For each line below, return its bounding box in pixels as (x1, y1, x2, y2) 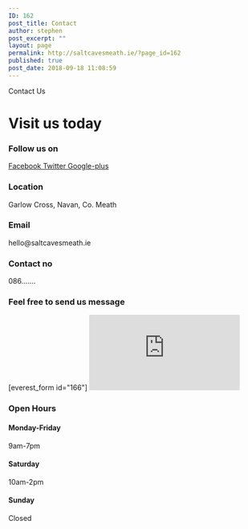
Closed (8, 513, 32, 523)
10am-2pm (8, 477, 44, 486)
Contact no (8, 258, 53, 269)
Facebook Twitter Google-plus (8, 162, 109, 171)
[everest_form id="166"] (8, 383, 88, 392)
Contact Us (8, 86, 46, 96)
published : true (8, 57, 63, 65)
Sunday (8, 495, 35, 505)
